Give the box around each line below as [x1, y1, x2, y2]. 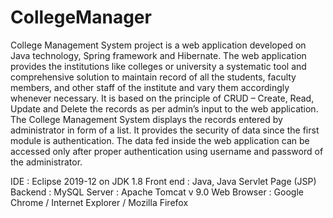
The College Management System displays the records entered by [10, 113, 283, 125]
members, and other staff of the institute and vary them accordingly [10, 81, 290, 93]
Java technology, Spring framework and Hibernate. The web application [10, 49, 307, 61]
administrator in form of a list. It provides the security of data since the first [10, 124, 320, 136]
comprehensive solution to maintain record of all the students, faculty [10, 71, 297, 83]
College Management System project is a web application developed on [10, 39, 307, 51]
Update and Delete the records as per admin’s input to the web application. [10, 102, 319, 115]
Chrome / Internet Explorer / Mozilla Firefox [10, 196, 189, 208]
